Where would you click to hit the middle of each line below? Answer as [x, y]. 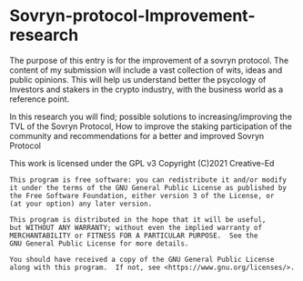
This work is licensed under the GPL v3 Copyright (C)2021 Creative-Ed [142, 163]
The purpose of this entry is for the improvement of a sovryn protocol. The [149, 60]
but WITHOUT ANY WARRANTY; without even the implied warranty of [136, 227]
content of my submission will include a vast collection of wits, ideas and [146, 70]
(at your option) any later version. [81, 204]
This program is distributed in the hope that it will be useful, [138, 219]
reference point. [40, 99]
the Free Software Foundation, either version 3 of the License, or [142, 196]
